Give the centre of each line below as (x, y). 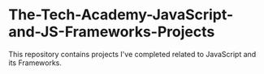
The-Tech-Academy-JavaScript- (121, 15)
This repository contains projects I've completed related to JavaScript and (132, 54)
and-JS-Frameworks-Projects (112, 32)
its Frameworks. (35, 63)
